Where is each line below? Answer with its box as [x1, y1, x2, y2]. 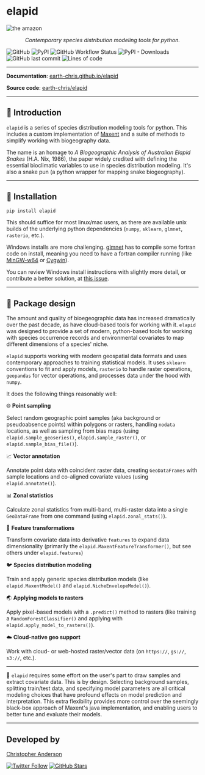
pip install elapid [6, 208, 56, 214]
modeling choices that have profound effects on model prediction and [6, 691, 182, 699]
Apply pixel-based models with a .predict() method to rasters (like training [6, 608, 196, 615]
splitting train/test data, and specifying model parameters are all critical [6, 685, 186, 692]
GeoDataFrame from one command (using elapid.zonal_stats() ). [6, 512, 167, 520]
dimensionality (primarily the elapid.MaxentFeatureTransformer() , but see [6, 543, 192, 550]
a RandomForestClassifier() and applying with [6, 615, 123, 622]
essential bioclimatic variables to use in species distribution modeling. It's [6, 161, 191, 169]
